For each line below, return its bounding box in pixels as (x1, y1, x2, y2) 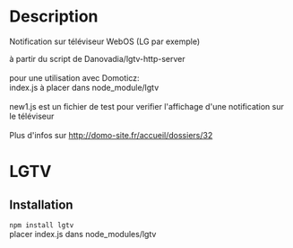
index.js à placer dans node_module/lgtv (9, 82, 159, 93)
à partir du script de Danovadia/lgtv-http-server (9, 53, 185, 64)
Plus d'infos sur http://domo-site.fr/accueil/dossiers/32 (9, 129, 213, 140)
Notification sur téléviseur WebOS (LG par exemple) (9, 36, 201, 47)
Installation (9, 197, 73, 212)
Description (9, 6, 99, 27)
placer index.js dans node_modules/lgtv (9, 228, 157, 239)
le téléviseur (9, 111, 55, 121)
